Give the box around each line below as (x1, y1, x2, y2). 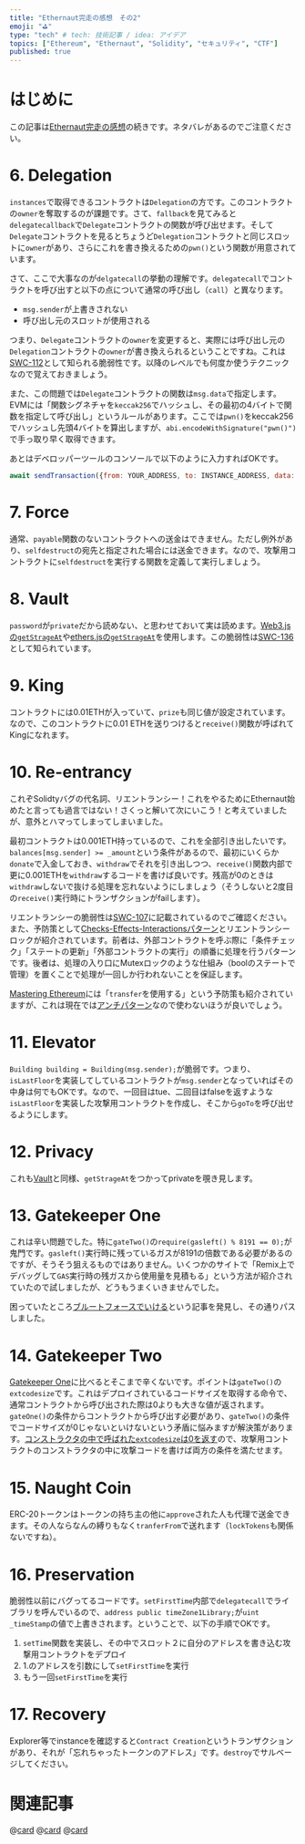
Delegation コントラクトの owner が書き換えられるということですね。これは (9, 346, 286, 357)
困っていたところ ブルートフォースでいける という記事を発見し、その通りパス (9, 1301, 296, 1312)
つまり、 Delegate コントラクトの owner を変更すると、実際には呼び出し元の (9, 335, 285, 345)
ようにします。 (16, 1109, 73, 1120)
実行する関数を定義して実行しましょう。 (113, 555, 266, 566)
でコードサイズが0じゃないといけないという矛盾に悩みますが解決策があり (9, 1422, 286, 1433)
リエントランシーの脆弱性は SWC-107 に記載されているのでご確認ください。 (9, 911, 292, 922)
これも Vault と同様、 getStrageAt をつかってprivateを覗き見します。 (9, 1173, 258, 1184)
